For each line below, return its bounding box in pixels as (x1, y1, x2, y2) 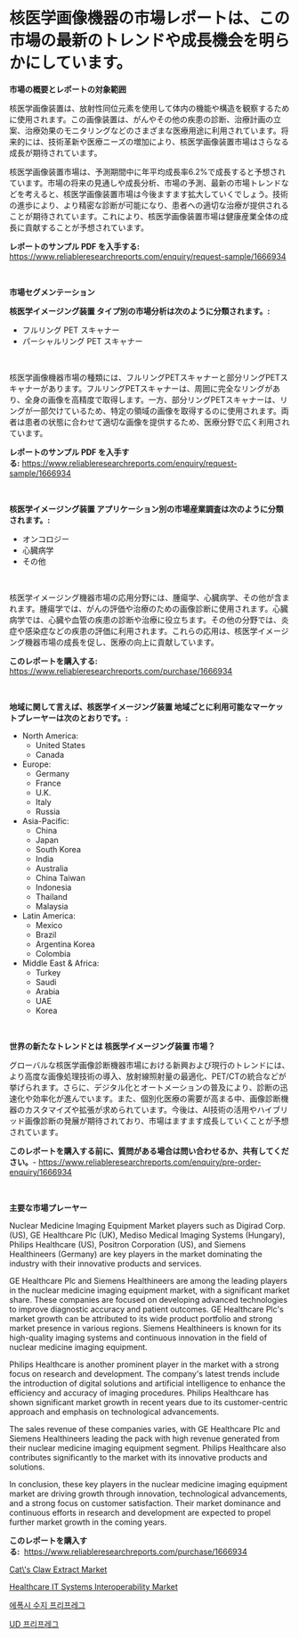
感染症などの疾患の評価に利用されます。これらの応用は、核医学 (24, 625, 258, 636)
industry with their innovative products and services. (9, 1258, 202, 1269)
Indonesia (35, 882, 72, 893)
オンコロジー (21, 533, 69, 544)
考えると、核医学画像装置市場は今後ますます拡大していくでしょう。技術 (24, 188, 289, 199)
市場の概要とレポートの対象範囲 (9, 84, 126, 95)
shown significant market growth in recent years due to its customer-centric (9, 1396, 288, 1407)
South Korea (35, 844, 82, 854)
